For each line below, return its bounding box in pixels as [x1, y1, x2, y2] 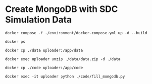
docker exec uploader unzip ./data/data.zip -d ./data [5, 56, 121, 62]
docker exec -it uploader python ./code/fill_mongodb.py [5, 74, 125, 79]
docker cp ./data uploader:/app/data [5, 48, 83, 53]
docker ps [5, 39, 26, 44]
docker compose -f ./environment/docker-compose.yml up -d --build [5, 30, 148, 35]
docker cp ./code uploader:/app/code [5, 65, 83, 70]
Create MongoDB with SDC [5, 3, 118, 15]
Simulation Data [5, 14, 72, 25]
